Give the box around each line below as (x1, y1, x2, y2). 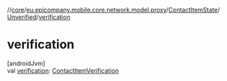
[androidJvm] (7, 59, 46, 67)
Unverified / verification (7, 13, 71, 21)
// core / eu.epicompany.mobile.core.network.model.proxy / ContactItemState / (7, 6, 221, 14)
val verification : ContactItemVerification (7, 66, 119, 74)
